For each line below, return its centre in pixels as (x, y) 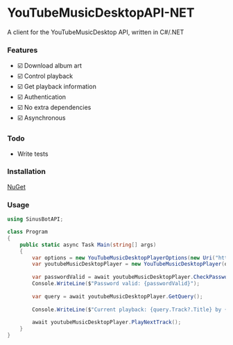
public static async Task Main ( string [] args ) (88, 245)
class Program (28, 232)
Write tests (33, 154)
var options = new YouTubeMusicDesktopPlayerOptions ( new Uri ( (124, 258)
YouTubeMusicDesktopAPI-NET (101, 13)
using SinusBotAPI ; (35, 219)
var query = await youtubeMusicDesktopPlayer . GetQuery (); (118, 296)
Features (23, 50)
